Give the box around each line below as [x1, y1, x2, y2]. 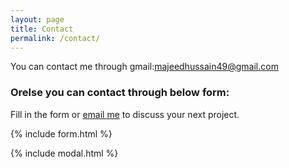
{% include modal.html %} [10, 147, 119, 159]
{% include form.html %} [10, 127, 113, 140]
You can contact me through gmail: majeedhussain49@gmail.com [10, 61, 279, 73]
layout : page [10, 14, 65, 25]
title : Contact [10, 24, 74, 34]
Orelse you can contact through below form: [10, 86, 230, 100]
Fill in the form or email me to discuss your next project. [10, 108, 240, 120]
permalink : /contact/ [10, 33, 101, 43]
